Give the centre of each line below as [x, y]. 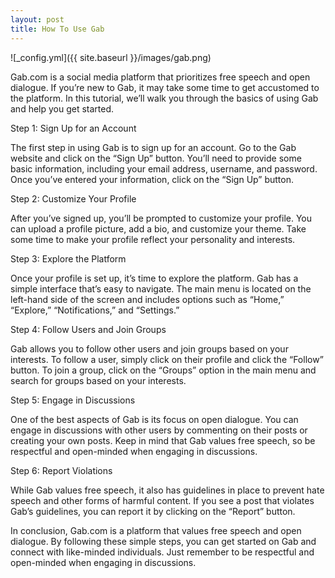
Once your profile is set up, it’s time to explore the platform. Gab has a [154, 278]
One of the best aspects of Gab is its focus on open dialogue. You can [154, 419]
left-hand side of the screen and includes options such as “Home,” [147, 299]
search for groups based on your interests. [98, 380]
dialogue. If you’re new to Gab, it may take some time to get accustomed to [165, 87]
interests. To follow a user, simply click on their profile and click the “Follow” [167, 359]
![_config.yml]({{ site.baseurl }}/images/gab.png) [111, 57]
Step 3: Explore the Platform [68, 258]
